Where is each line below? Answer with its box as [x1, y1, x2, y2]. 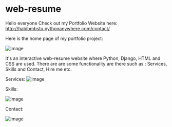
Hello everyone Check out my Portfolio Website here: [5, 20, 118, 26]
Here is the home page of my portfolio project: [5, 35, 104, 41]
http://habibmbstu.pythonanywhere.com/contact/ [5, 25, 110, 31]
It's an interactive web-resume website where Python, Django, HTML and [5, 55, 161, 61]
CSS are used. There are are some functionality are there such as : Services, [5, 60, 167, 67]
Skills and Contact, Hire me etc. [5, 66, 72, 72]
